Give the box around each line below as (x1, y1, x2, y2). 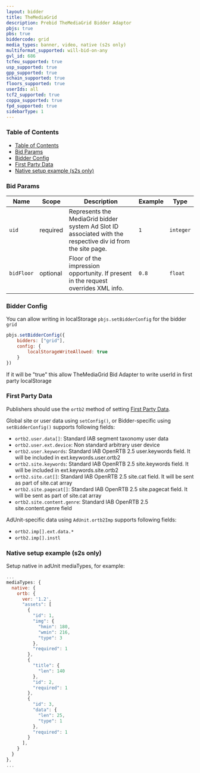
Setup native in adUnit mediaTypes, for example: (6, 563, 125, 570)
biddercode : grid (6, 36, 49, 42)
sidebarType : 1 (6, 108, 44, 114)
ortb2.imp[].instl (14, 535, 61, 541)
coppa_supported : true (6, 97, 62, 103)
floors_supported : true (6, 81, 65, 87)
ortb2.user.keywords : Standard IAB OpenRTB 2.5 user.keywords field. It (14, 448, 190, 455)
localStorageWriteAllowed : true (27, 349, 108, 355)
